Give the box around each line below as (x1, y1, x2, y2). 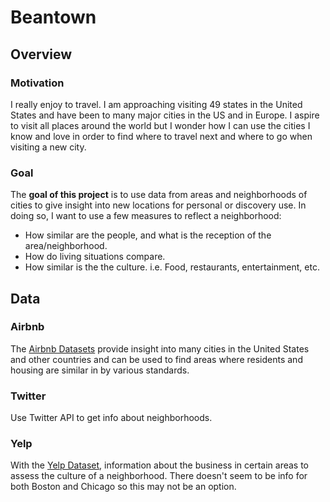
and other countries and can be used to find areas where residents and (10, 353, 303, 365)
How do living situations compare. (24, 251, 166, 263)
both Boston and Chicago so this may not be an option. (10, 481, 237, 493)
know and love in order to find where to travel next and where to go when (10, 130, 313, 142)
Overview (10, 46, 73, 63)
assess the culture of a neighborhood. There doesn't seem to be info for (10, 470, 308, 482)
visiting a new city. (10, 141, 87, 153)
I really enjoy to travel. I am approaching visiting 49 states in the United (10, 98, 303, 110)
